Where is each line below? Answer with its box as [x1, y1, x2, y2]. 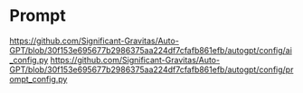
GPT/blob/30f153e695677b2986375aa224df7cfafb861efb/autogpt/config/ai [9, 44, 292, 55]
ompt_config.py [9, 73, 68, 84]
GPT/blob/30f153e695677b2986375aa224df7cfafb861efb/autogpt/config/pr [9, 64, 294, 75]
